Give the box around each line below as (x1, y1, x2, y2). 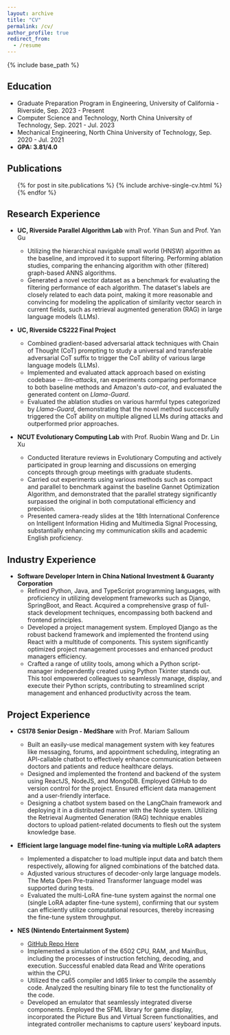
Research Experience (7, 208, 101, 220)
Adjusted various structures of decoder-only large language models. (27, 869, 221, 878)
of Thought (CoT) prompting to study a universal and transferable (27, 346, 213, 355)
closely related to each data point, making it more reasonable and (27, 291, 213, 299)
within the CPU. (27, 969, 72, 977)
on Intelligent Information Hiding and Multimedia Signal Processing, (27, 520, 218, 528)
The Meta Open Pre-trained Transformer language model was (27, 877, 203, 885)
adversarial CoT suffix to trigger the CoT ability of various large (27, 354, 206, 362)
